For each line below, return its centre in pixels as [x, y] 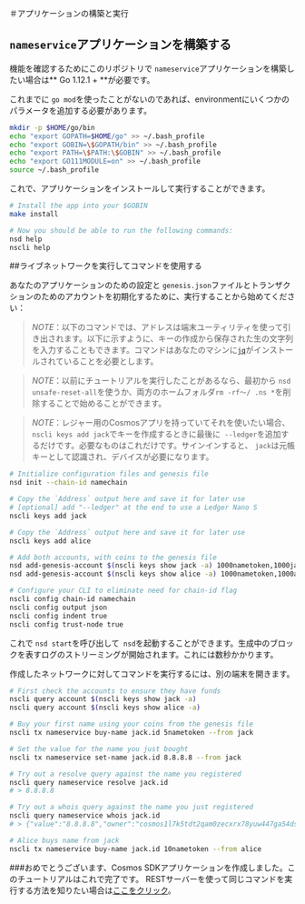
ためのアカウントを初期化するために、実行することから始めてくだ [164, 296]
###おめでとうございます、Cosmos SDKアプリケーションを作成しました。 [148, 868]
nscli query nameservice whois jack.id [85, 816]
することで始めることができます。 [103, 404]
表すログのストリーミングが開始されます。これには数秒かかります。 [152, 654]
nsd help [26, 239]
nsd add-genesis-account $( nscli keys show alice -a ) [113, 574]
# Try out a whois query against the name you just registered [132, 808]
